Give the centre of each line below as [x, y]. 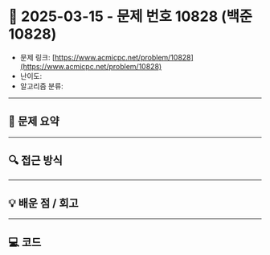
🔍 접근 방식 [35, 160]
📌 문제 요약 [34, 121]
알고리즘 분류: [42, 86]
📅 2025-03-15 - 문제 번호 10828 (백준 [131, 16]
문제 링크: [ [37, 57]
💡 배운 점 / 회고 [43, 203]
